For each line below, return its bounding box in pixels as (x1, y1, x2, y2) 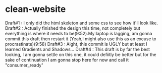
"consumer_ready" (5, 62, 44, 68)
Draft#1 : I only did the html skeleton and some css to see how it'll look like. (5, 20, 158, 26)
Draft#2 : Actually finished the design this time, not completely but (5, 25, 140, 31)
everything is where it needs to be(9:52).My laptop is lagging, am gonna (5, 30, 153, 36)
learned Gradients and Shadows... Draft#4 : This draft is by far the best (5, 46, 150, 52)
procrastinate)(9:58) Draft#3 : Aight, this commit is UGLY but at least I (5, 41, 148, 47)
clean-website (5, 3, 66, 15)
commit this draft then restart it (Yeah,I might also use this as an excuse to (5, 36, 157, 42)
